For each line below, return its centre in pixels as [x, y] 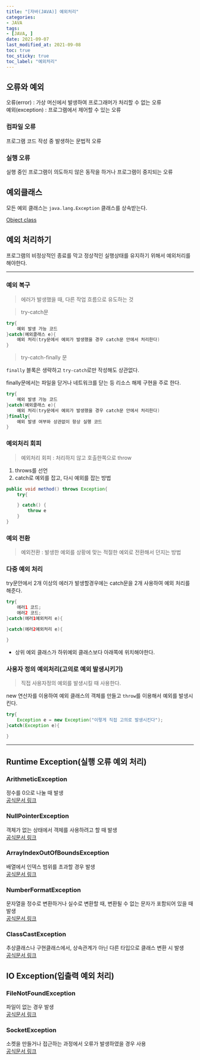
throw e [37, 511]
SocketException [31, 1030]
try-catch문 [35, 312]
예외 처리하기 [29, 240]
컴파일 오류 [21, 127]
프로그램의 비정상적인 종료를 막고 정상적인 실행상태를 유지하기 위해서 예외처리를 [99, 255]
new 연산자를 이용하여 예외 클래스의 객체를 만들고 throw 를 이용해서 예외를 [92, 696]
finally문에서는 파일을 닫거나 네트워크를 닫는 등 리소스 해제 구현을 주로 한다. [94, 383]
